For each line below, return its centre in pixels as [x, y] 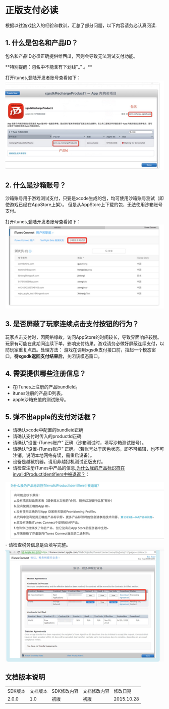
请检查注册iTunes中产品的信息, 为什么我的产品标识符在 [69, 468]
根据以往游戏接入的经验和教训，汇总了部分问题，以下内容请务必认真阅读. [81, 25]
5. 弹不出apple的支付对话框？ [51, 417]
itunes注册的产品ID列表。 [39, 393]
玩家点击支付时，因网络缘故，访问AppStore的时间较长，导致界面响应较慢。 [83, 337]
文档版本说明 [25, 677]
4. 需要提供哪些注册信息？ [46, 373]
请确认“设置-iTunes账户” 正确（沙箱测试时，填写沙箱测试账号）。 [79, 443]
